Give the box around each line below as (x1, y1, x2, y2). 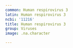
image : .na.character (5, 31, 50, 36)
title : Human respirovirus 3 (5, 21, 66, 27)
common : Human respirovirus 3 (5, 7, 68, 13)
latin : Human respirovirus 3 (5, 12, 66, 17)
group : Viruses (5, 26, 37, 31)
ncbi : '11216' (5, 17, 35, 22)
